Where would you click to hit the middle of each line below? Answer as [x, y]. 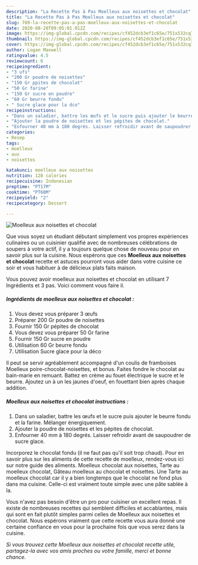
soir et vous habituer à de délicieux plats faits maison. [71, 268]
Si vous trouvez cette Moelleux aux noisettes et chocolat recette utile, [91, 545]
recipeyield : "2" [27, 198]
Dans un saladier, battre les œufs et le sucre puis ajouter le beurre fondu [103, 416]
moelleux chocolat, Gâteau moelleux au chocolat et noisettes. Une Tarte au [97, 472]
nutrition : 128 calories [37, 176]
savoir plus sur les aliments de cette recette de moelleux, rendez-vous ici [95, 459]
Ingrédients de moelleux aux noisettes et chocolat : [70, 299]
